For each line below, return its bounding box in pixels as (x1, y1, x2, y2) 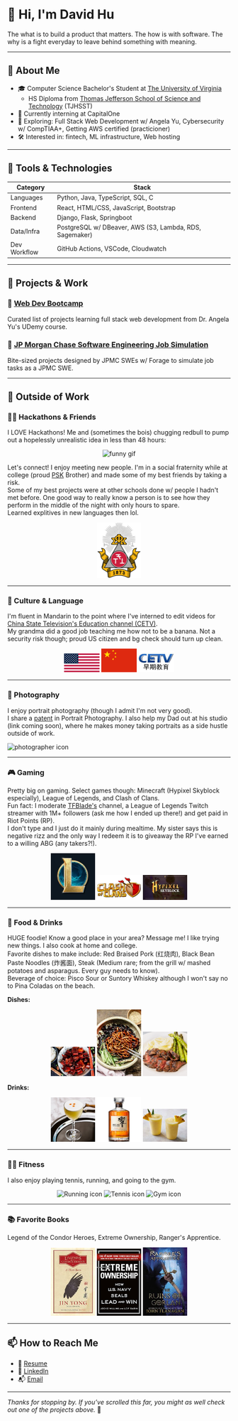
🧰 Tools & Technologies (7, 163, 113, 175)
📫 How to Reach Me (7, 1337, 98, 1349)
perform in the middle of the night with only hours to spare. (7, 501, 180, 510)
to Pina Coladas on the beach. (7, 981, 96, 990)
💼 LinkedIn (17, 1367, 49, 1376)
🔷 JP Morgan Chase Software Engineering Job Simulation (7, 340, 209, 350)
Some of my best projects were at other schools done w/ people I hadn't (7, 486, 219, 494)
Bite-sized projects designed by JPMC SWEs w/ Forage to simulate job (7, 356, 214, 364)
